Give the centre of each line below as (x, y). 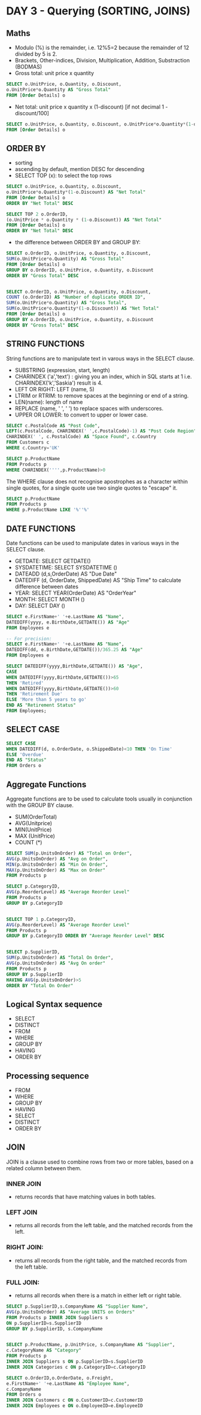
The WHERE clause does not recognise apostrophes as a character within (97, 481)
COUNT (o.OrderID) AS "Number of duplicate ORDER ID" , (76, 297)
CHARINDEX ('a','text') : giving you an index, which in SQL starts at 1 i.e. (103, 376)
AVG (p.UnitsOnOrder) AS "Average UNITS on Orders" (71, 1312)
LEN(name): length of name (49, 402)
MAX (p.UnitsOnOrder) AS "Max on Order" (56, 870)
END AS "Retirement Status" (41, 705)
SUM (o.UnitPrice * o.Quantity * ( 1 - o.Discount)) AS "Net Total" (83, 308)
